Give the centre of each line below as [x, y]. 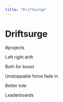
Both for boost [20, 66]
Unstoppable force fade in [31, 76]
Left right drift [19, 57]
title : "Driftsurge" [26, 10]
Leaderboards [19, 95]
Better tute [16, 85]
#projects [15, 48]
